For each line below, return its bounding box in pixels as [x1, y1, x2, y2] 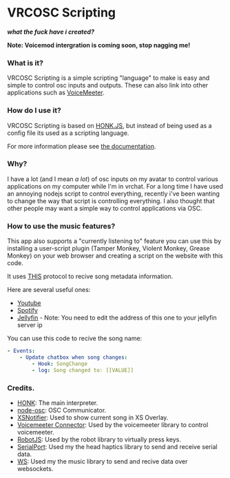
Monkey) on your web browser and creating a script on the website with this [7, 251, 224, 260]
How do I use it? [7, 105, 62, 115]
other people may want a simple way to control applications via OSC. [7, 204, 203, 212]
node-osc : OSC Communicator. [17, 406, 107, 414]
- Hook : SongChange [32, 360, 88, 367]
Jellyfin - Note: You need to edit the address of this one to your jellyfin [17, 313, 217, 322]
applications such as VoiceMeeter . [7, 88, 105, 97]
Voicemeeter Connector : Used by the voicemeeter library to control [17, 420, 209, 428]
